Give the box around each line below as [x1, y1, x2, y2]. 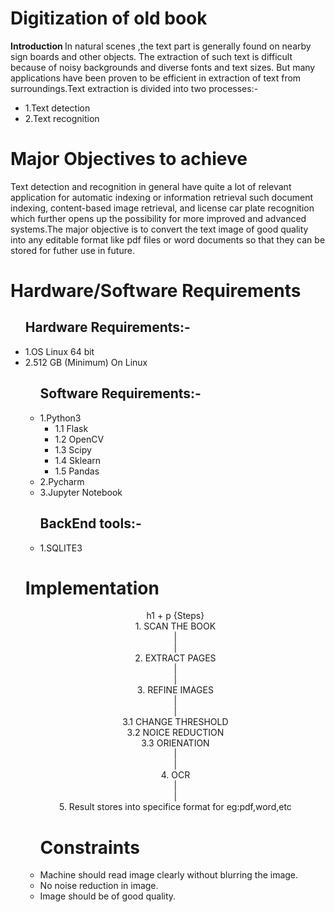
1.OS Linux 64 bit [24, 345, 95, 357]
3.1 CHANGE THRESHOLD [122, 716, 229, 728]
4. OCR [160, 769, 191, 781]
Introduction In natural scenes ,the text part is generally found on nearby [10, 40, 312, 52]
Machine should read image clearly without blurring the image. [39, 869, 299, 881]
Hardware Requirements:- [24, 319, 191, 336]
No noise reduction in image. [39, 880, 159, 892]
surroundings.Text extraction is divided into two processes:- [10, 82, 259, 94]
